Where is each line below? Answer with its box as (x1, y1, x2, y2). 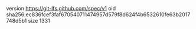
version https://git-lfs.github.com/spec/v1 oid (6, 5, 116, 12)
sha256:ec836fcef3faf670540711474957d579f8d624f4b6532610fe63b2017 (6, 11, 191, 18)
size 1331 (28, 17, 50, 24)
